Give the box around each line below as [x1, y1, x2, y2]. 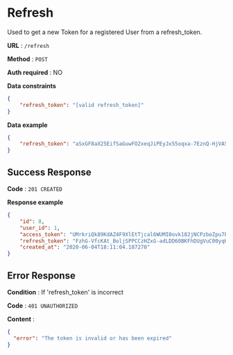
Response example [7, 198, 64, 206]
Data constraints [7, 81, 57, 90]
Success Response [7, 166, 92, 178]
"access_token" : [19, 231, 67, 238]
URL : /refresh [7, 41, 50, 49]
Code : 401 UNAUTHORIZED [7, 301, 78, 310]
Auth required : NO [7, 68, 63, 76]
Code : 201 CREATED [7, 185, 62, 192]
